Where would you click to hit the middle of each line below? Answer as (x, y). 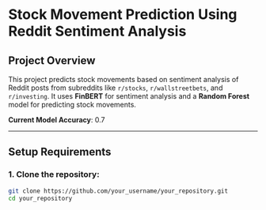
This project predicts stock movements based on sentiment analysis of (123, 79)
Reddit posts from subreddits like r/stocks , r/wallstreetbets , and (116, 88)
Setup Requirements (60, 152)
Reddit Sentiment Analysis (97, 31)
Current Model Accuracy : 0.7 (57, 120)
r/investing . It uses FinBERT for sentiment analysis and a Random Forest (129, 96)
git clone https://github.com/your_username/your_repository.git (118, 191)
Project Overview (52, 60)
